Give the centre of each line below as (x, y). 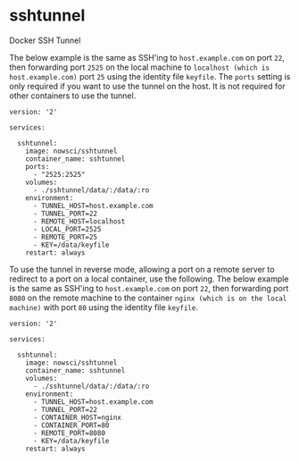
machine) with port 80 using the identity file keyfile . (104, 307)
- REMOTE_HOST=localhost (79, 221)
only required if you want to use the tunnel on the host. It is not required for (147, 86)
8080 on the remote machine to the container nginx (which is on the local (148, 298)
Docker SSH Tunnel (45, 40)
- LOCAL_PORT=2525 (67, 229)
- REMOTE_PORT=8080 (69, 433)
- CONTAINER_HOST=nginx (77, 417)
